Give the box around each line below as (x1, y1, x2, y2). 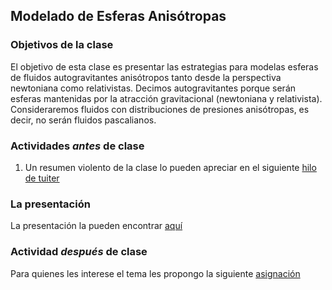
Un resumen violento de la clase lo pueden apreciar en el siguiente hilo (24, 161, 317, 173)
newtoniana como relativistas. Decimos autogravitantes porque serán (10, 82, 297, 94)
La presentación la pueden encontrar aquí (10, 220, 183, 232)
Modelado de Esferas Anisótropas (10, 8, 227, 25)
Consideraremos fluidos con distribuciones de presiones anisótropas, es (10, 103, 310, 115)
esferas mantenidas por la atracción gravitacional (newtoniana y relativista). (10, 92, 323, 104)
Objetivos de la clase (10, 38, 114, 52)
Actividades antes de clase (10, 139, 145, 153)
